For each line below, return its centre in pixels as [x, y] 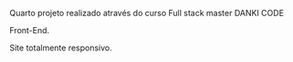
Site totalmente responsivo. [61, 48]
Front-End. [30, 30]
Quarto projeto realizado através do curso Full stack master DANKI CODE [147, 13]
